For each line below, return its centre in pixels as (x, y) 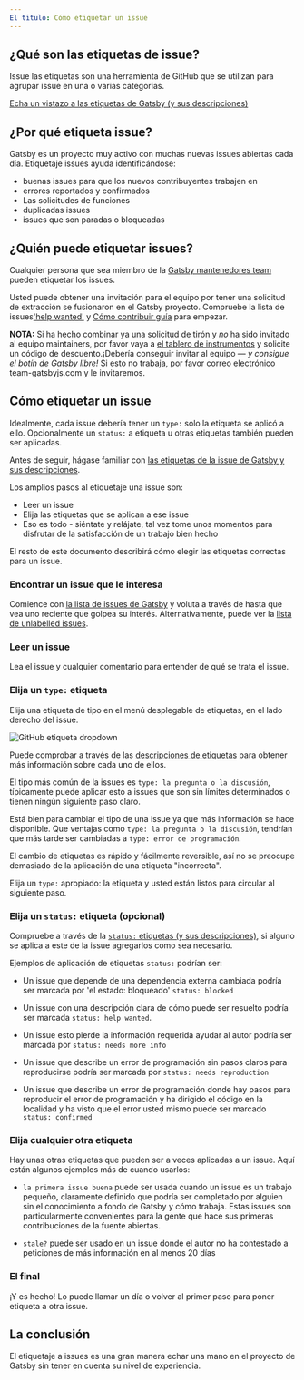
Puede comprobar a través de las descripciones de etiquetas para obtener (148, 755)
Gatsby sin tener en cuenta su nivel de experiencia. (105, 1365)
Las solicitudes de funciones (76, 201)
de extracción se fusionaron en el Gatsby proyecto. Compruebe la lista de (147, 307)
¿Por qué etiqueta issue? (81, 132)
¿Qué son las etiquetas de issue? (104, 55)
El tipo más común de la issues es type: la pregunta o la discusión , (140, 782)
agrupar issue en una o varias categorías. (87, 86)
